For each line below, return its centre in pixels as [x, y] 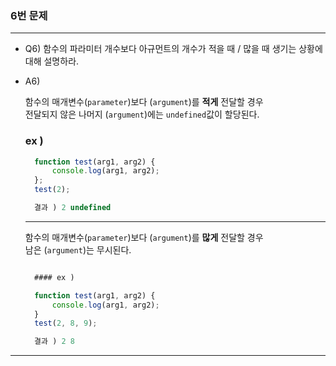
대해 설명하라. [52, 61]
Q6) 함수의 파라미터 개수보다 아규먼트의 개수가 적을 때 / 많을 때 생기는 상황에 [173, 49]
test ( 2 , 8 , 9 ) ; [66, 323]
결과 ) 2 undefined [73, 208]
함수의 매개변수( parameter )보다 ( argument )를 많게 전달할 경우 [144, 237]
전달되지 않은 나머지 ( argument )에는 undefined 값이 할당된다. [142, 114]
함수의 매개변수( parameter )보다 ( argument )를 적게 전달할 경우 [144, 102]
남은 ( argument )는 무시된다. [78, 249]
